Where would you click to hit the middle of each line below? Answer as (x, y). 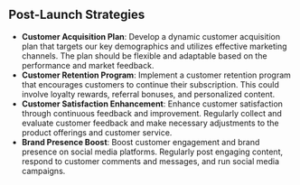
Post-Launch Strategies (77, 15)
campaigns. (43, 171)
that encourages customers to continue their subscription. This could (150, 84)
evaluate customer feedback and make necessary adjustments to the (150, 123)
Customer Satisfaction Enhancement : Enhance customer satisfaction (152, 104)
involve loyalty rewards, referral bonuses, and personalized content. (148, 94)
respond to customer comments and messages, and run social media (150, 161)
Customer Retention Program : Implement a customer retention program (156, 75)
